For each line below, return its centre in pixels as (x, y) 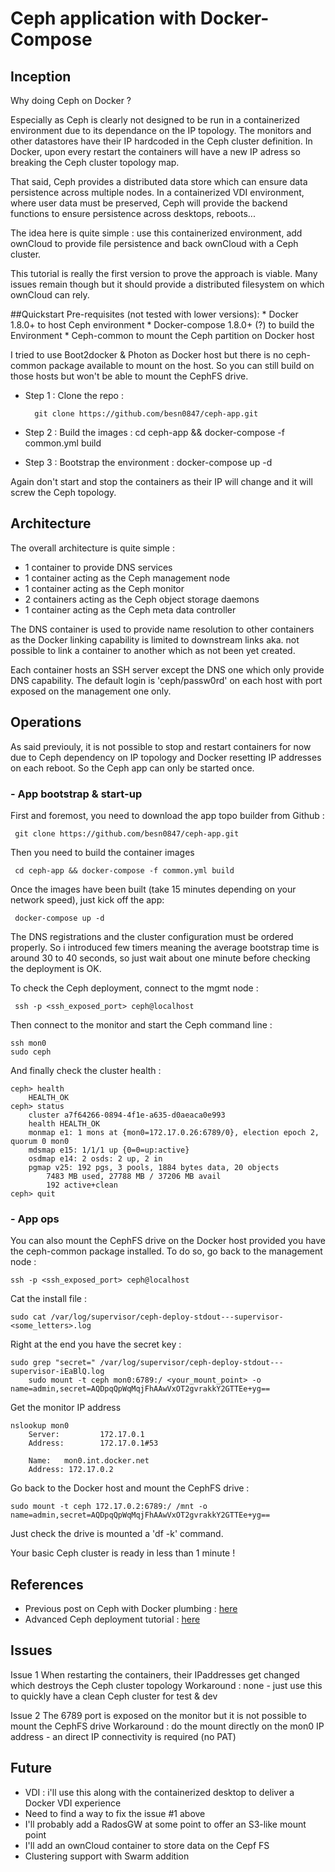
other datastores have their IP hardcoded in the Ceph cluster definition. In (161, 141)
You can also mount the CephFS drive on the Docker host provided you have (168, 1241)
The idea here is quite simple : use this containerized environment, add (156, 233)
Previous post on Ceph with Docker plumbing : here (131, 1609)
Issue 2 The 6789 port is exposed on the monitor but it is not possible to (158, 1715)
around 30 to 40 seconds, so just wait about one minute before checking (160, 958)
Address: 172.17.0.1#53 (93, 1443)
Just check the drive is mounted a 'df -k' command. (117, 1534)
